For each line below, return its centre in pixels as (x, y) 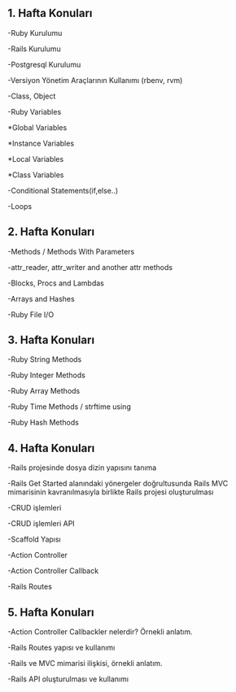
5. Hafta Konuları (51, 612)
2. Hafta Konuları (51, 232)
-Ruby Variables (35, 111)
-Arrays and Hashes (41, 298)
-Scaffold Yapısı (35, 539)
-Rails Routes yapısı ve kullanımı (61, 648)
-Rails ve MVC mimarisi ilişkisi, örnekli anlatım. (85, 664)
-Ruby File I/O (31, 314)
